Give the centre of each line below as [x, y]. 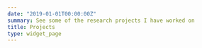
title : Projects [31, 27]
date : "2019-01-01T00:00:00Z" [52, 14]
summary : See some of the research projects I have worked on [101, 20]
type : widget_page [34, 34]
